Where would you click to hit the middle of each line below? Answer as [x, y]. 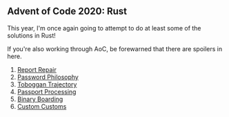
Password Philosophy [48, 77]
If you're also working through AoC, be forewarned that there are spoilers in [115, 48]
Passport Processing [47, 91]
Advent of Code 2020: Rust [67, 11]
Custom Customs [42, 106]
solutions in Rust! [32, 35]
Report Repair [37, 69]
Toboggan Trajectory [47, 84]
